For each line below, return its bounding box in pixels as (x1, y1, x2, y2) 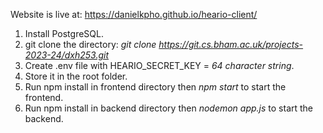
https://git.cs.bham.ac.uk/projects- (158, 39, 304, 50)
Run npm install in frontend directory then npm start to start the (24, 81, 287, 93)
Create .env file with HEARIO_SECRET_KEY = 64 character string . (24, 60, 295, 71)
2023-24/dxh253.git (24, 49, 110, 61)
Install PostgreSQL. (24, 28, 104, 39)
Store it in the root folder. (24, 70, 128, 82)
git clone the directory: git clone (24, 39, 157, 50)
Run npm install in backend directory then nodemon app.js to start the (24, 102, 314, 114)
